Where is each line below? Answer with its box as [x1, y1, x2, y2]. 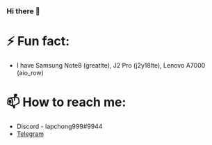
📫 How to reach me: [6, 94, 127, 110]
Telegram [16, 129, 44, 138]
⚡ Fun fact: [6, 33, 70, 49]
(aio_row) [16, 68, 44, 77]
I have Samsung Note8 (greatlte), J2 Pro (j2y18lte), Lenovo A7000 [16, 61, 206, 69]
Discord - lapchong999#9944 [16, 122, 103, 130]
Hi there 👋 [6, 6, 41, 16]
